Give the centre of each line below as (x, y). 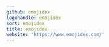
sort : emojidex (26, 23)
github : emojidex (28, 12)
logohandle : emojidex (34, 18)
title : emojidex (27, 29)
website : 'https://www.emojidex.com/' (55, 35)
